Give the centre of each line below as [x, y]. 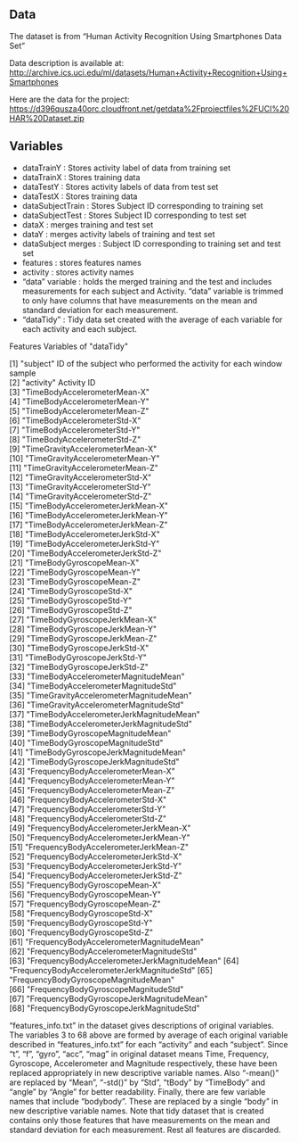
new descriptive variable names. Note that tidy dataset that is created [137, 1111]
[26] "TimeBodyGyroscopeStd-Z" [71, 609]
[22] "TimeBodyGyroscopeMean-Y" [75, 572]
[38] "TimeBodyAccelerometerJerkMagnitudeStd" [101, 724]
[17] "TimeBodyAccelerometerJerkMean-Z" [89, 525]
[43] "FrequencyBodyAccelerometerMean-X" [92, 771]
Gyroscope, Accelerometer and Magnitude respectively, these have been [143, 1063]
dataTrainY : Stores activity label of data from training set [126, 168]
